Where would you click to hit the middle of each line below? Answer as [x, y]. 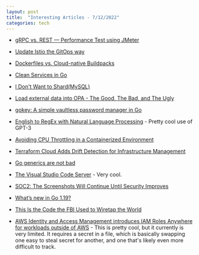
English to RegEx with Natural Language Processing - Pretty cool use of [104, 121]
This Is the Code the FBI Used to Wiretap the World [78, 210]
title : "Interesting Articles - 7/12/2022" [63, 17]
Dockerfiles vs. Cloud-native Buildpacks [65, 63]
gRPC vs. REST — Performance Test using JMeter [77, 40]
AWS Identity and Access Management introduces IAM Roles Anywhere [104, 221]
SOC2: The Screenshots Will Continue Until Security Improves [92, 186]
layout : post [23, 12]
